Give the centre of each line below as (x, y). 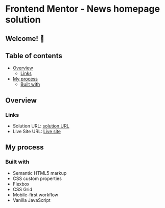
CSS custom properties (37, 178)
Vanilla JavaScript (32, 200)
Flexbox (21, 184)
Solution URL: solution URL (41, 126)
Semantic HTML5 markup (40, 173)
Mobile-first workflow (36, 195)
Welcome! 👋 (25, 38)
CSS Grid (22, 189)
